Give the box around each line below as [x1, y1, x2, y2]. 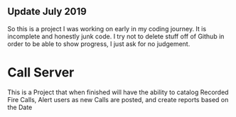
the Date [7, 103, 33, 111]
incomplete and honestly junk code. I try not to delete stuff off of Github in [7, 32, 225, 40]
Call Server [7, 65, 75, 80]
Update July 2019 [7, 6, 87, 18]
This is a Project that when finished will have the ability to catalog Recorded [7, 88, 229, 96]
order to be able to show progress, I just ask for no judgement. [7, 39, 191, 48]
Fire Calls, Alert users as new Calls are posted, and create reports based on [7, 95, 229, 104]
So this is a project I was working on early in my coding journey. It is [7, 24, 207, 33]
